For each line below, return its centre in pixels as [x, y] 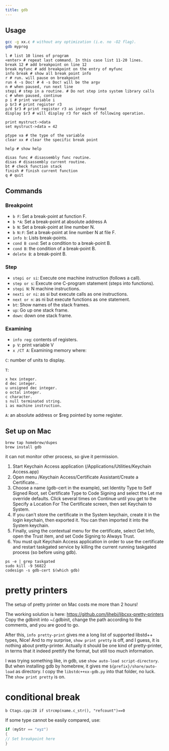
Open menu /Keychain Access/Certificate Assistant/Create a [75, 477]
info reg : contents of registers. [45, 340]
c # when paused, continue [34, 96]
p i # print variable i [30, 100]
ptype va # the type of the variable [45, 136]
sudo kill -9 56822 [26, 566]
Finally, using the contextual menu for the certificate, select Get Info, [84, 531]
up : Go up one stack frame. [41, 310]
